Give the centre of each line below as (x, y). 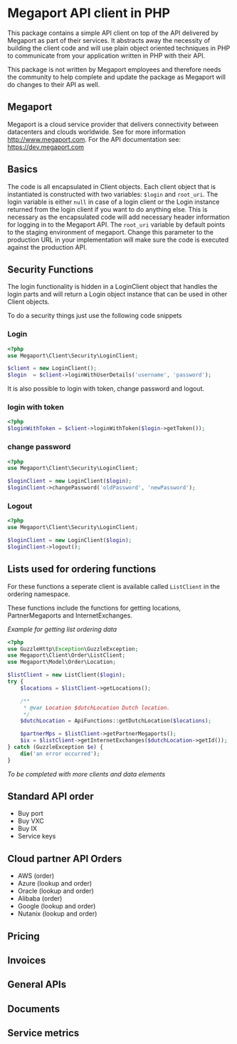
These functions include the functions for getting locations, (94, 608)
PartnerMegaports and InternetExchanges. (70, 615)
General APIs (37, 984)
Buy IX (27, 829)
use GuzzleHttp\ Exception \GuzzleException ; (73, 649)
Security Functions (51, 269)
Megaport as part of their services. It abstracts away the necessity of (109, 40)
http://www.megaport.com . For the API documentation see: (94, 139)
